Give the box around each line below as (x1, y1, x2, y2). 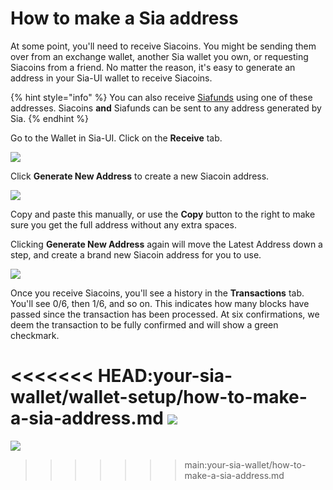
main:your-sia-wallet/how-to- (184, 458, 307, 471)
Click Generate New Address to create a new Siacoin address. (10, 170, 270, 182)
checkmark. (10, 329, 60, 341)
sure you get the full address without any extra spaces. (10, 218, 237, 231)
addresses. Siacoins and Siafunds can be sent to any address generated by (10, 102, 322, 114)
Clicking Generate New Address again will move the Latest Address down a (10, 238, 323, 250)
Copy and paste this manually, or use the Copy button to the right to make (10, 208, 316, 220)
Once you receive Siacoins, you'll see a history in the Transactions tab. (10, 287, 305, 299)
